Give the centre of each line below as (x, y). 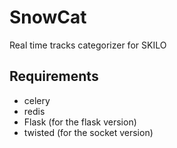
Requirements (54, 76)
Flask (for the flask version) (80, 122)
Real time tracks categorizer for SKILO (88, 45)
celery (37, 100)
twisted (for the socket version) (88, 132)
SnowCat (48, 17)
